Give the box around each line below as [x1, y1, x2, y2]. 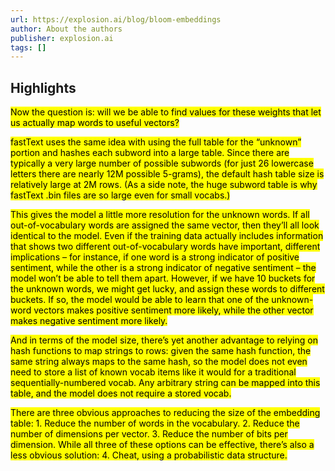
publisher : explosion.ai [10, 33, 114, 43]
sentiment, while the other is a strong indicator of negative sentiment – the [10, 262, 317, 274]
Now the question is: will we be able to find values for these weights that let [10, 106, 322, 118]
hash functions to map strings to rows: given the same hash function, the [10, 345, 312, 357]
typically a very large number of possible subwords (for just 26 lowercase [10, 157, 314, 170]
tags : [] [10, 42, 47, 53]
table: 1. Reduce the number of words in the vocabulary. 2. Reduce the [10, 417, 300, 430]
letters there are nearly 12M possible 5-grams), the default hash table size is [10, 168, 325, 180]
